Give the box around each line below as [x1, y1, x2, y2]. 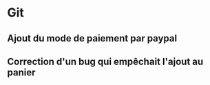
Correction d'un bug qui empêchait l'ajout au [7, 55, 204, 67]
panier [7, 66, 36, 78]
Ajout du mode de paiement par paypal [7, 32, 178, 44]
